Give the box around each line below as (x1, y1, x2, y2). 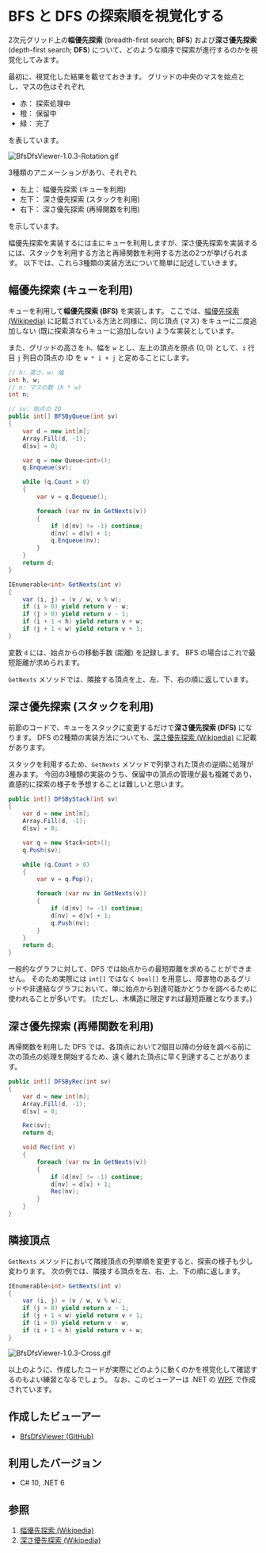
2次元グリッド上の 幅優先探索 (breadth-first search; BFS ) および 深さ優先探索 (8, 35, 257, 44)
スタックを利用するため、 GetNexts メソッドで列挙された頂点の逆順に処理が (8, 759, 254, 769)
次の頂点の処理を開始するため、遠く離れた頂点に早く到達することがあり (8, 1052, 244, 1061)
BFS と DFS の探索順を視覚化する (8, 7, 225, 25)
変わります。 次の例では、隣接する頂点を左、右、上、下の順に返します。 (8, 1266, 245, 1276)
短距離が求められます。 (8, 657, 85, 667)
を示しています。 (8, 221, 63, 230)
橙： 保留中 (19, 108, 57, 118)
